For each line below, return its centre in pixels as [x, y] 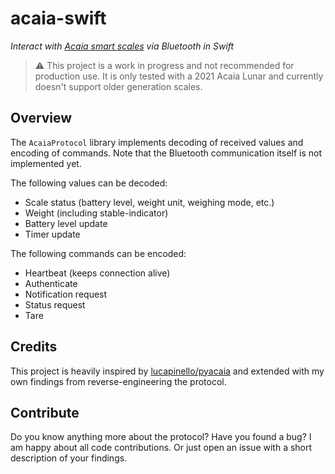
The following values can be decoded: [89, 183]
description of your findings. [69, 458]
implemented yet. [46, 163]
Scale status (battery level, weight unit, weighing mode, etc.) [149, 202]
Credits [34, 347]
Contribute [45, 412]
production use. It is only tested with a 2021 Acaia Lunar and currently [179, 76]
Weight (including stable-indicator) [96, 213]
